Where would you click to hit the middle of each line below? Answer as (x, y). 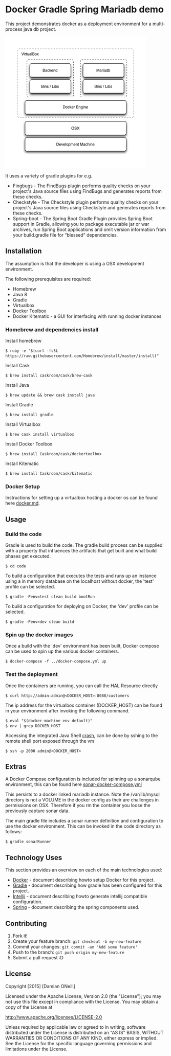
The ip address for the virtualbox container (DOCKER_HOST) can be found (84, 705)
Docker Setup (23, 486)
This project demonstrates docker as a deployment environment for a (79, 24)
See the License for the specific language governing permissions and (79, 1043)
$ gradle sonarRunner (28, 842)
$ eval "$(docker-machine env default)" (49, 721)
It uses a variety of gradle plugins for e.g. (49, 175)
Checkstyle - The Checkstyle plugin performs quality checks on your (85, 202)
